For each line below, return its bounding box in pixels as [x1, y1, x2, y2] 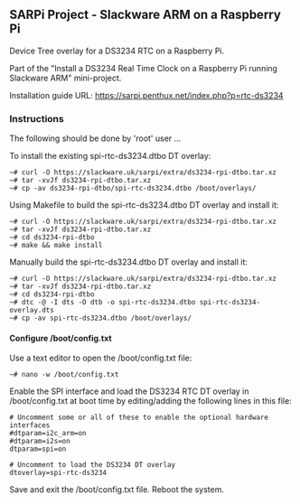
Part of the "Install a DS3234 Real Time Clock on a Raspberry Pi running [9, 62, 278, 73]
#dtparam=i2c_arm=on [9, 429, 88, 438]
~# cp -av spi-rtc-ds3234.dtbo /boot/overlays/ [9, 313, 192, 323]
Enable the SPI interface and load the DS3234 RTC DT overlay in [9, 386, 249, 397]
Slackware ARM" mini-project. [9, 72, 122, 83]
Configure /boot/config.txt [9, 332, 112, 343]
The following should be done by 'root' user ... [9, 133, 182, 144]
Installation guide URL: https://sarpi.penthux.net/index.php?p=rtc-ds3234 [9, 89, 284, 100]
